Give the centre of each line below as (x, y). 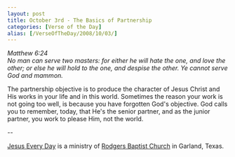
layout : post (26, 14)
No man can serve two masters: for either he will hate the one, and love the (116, 61)
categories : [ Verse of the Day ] (54, 27)
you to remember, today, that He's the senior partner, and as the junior (109, 111)
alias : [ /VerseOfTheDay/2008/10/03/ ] (62, 33)
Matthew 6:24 (27, 53)
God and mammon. (35, 76)
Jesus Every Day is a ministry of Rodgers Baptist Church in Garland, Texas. (116, 146)
